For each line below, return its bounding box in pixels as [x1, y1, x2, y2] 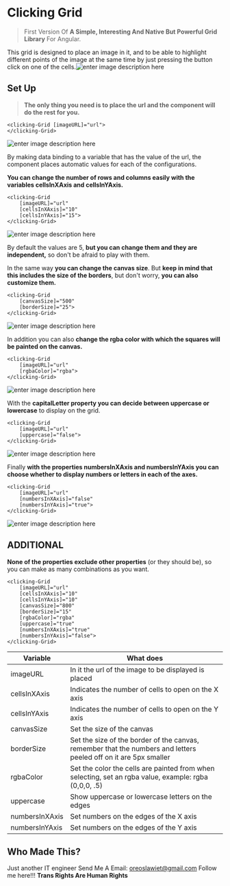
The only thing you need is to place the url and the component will [23, 101, 216, 109]
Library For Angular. [23, 34, 81, 43]
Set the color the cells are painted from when [70, 763, 215, 773]
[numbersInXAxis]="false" [19, 496, 94, 502]
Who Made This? [7, 846, 81, 857]
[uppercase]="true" [19, 620, 75, 627]
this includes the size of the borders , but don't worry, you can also [7, 271, 199, 279]
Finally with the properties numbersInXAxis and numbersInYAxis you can [7, 463, 219, 471]
